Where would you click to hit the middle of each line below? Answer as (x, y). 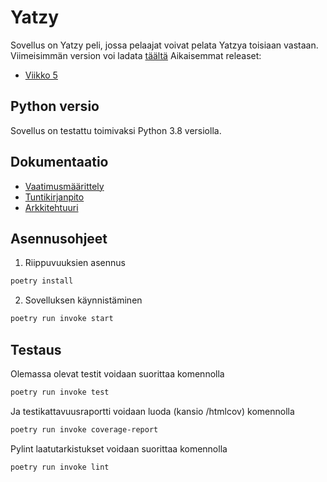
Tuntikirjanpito (54, 197)
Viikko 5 (41, 75)
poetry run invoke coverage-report (84, 429)
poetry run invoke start (62, 319)
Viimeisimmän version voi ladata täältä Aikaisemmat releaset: (136, 55)
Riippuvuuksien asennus (75, 263)
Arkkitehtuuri (51, 207)
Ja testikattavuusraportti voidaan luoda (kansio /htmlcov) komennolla (152, 411)
